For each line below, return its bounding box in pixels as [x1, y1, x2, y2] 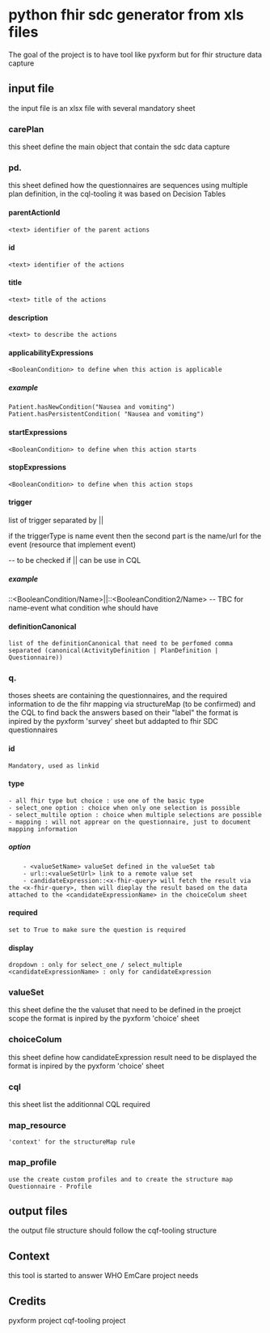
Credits [8, 1294, 47, 1308]
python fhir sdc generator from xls [8, 6, 244, 24]
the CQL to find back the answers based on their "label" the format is [8, 708, 238, 718]
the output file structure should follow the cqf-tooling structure [8, 1225, 217, 1236]
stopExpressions [8, 462, 67, 472]
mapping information [8, 824, 78, 833]
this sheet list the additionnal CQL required [8, 1100, 151, 1109]
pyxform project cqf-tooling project [8, 1316, 126, 1326]
